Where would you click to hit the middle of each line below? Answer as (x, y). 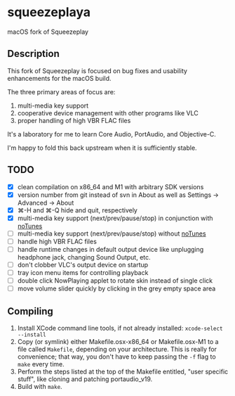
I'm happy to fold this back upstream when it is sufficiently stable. (102, 148)
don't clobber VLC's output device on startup (83, 265)
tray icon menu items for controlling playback (83, 273)
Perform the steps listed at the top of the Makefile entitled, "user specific (123, 372)
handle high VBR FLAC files (57, 241)
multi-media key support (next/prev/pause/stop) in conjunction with (115, 218)
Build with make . (40, 387)
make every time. (41, 364)
